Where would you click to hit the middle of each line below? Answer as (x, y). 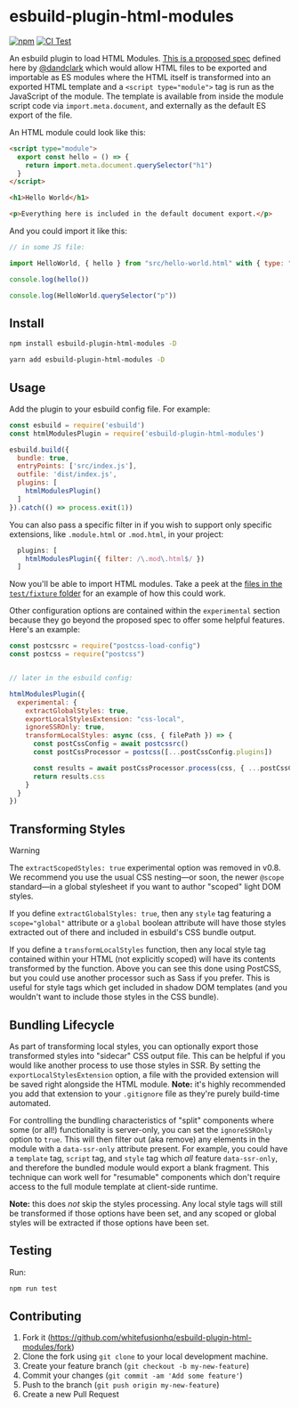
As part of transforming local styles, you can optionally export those (134, 1046)
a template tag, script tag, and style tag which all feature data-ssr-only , (144, 1158)
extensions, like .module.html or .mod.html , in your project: (117, 534)
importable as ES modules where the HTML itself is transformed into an (140, 77)
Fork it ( (36, 1338)
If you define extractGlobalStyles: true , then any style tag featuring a (140, 914)
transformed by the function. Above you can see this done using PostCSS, (145, 969)
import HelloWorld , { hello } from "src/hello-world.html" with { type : (147, 263)
